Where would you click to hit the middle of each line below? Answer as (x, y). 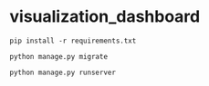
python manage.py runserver (63, 72)
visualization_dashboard (105, 17)
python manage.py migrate (58, 56)
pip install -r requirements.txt (73, 41)
